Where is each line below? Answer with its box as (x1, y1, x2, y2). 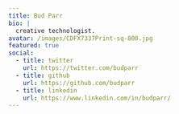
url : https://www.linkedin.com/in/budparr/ (23, 94, 172, 102)
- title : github (15, 71, 70, 79)
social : (8, 49, 35, 57)
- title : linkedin (15, 86, 78, 95)
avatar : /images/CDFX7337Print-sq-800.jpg (8, 34, 153, 43)
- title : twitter (15, 57, 74, 65)
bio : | (8, 19, 31, 27)
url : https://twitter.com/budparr (23, 64, 139, 72)
